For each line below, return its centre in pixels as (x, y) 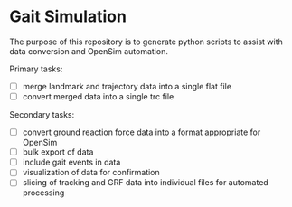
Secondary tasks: (42, 115)
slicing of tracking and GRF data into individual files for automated (145, 183)
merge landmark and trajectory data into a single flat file (127, 86)
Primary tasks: (36, 69)
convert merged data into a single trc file (98, 96)
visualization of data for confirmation (91, 173)
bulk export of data (58, 152)
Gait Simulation (68, 17)
